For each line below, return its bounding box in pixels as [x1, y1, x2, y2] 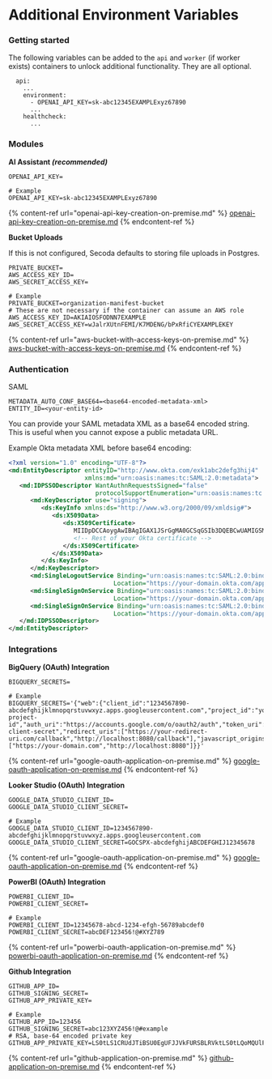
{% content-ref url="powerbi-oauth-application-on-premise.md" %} [8, 942, 236, 952]
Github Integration [8, 966, 71, 976]
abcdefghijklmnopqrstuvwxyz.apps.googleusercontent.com [8, 831, 201, 839]
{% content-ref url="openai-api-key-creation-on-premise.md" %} [8, 208, 228, 218]
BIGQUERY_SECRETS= [8, 678, 70, 686]
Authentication [8, 363, 69, 374]
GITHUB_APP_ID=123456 [8, 1017, 82, 1026]
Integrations [8, 644, 58, 655]
